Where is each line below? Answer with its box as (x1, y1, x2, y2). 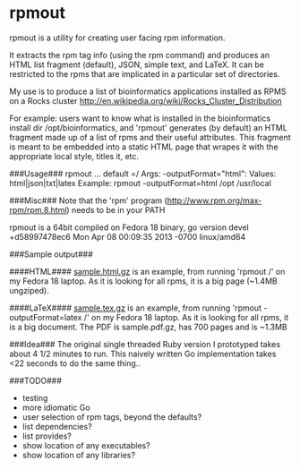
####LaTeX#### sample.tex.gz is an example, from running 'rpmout (9, 303, 262, 313)
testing (21, 392, 48, 403)
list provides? (21, 431, 72, 441)
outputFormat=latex (9, 311, 82, 322)
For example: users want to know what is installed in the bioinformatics (9, 113, 271, 124)
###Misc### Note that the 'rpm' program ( (9, 195, 167, 206)
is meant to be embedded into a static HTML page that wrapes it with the (9, 141, 279, 152)
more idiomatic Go (21, 402, 91, 413)
